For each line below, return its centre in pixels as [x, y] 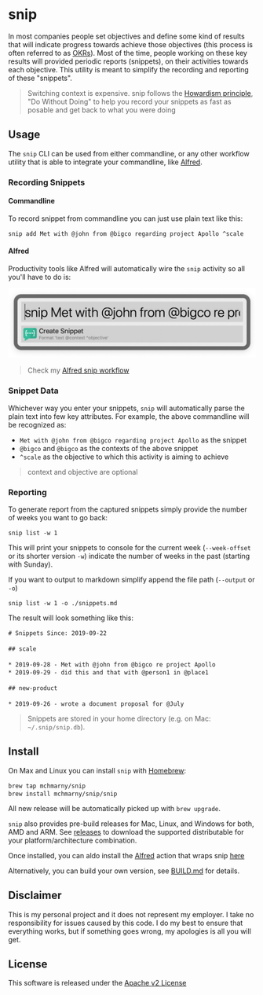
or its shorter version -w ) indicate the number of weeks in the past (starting [129, 556]
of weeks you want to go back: [58, 517]
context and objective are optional [82, 472]
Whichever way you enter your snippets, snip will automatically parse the [126, 408]
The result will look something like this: [71, 618]
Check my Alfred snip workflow [78, 370]
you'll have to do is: [40, 277]
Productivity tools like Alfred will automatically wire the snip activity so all [127, 269]
